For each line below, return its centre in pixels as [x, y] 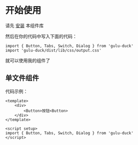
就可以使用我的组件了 [28, 60]
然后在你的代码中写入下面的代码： [41, 36]
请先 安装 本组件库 [25, 25]
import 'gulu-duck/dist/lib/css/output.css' [53, 50]
